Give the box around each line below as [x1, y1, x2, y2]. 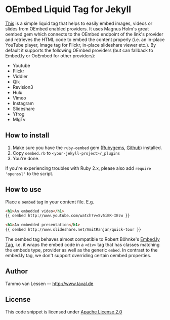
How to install [5, 131, 50, 140]
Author [5, 267, 28, 276]
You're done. [12, 155, 39, 161]
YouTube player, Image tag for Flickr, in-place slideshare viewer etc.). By [5, 42, 156, 48]
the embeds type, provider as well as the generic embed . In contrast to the [5, 247, 158, 253]
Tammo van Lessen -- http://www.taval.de [5, 280, 94, 287]
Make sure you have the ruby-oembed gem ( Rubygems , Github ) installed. [12, 145, 162, 151]
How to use [5, 185, 41, 194]
